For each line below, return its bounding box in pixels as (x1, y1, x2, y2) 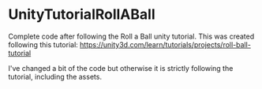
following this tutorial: (8, 39, 79, 49)
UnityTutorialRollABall (8, 6, 155, 24)
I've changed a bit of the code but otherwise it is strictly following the (8, 63, 234, 72)
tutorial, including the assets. (8, 72, 103, 81)
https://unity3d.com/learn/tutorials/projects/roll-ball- (80, 39, 251, 49)
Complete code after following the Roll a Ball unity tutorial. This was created (8, 32, 255, 41)
